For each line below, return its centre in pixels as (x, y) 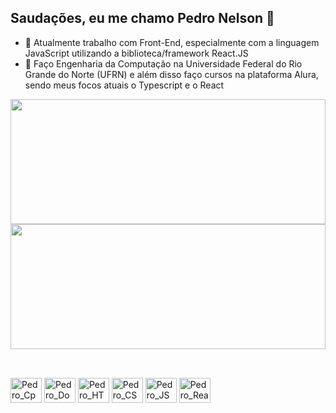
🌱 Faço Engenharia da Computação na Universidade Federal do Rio (163, 63)
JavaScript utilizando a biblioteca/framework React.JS (136, 53)
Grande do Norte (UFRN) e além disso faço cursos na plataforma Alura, (171, 74)
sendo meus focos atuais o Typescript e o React (124, 85)
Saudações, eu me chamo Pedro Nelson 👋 (142, 18)
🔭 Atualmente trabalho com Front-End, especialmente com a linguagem (172, 42)
